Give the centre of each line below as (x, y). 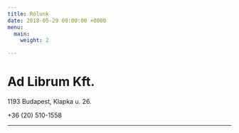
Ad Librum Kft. (51, 82)
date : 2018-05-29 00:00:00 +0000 (57, 21)
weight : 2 (35, 41)
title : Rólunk (28, 14)
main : (22, 34)
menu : (15, 27)
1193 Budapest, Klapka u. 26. (49, 102)
